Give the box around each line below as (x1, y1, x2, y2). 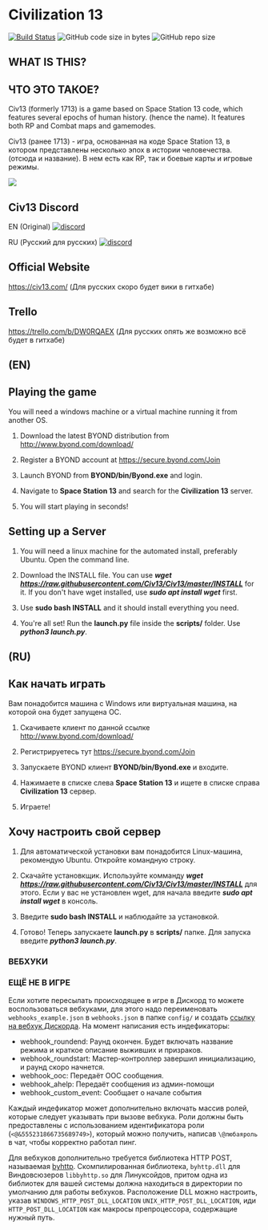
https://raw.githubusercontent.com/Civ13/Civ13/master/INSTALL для (19, 879, 258, 888)
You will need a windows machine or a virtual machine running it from (8, 407, 238, 416)
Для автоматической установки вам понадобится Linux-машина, (19, 846, 243, 856)
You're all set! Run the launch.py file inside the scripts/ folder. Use (19, 618, 241, 627)
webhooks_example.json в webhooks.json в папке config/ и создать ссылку (8, 1013, 256, 1022)
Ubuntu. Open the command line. (19, 554, 130, 564)
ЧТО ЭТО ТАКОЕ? (8, 83, 100, 96)
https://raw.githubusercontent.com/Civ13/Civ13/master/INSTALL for (19, 578, 254, 588)
